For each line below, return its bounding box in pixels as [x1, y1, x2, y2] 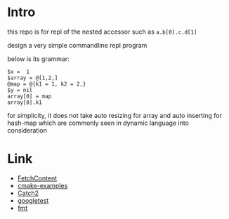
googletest [17, 196, 49, 204]
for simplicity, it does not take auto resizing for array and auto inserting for [7, 111, 223, 119]
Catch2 [17, 189, 39, 197]
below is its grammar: [7, 54, 70, 63]
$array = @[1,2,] [7, 74, 58, 81]
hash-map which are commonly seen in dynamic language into [7, 119, 190, 127]
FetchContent [17, 173, 58, 182]
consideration [7, 126, 47, 134]
